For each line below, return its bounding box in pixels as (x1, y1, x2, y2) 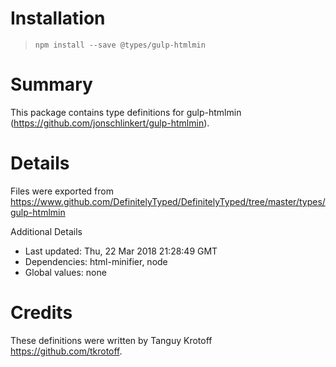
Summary (10, 73, 93, 96)
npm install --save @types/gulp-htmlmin (34, 40, 206, 50)
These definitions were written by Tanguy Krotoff (10, 334, 213, 346)
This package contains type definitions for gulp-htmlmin (10, 106, 242, 118)
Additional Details (10, 225, 83, 237)
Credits (10, 302, 73, 324)
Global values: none (24, 266, 107, 278)
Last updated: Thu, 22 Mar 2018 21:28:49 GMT (24, 245, 218, 257)
